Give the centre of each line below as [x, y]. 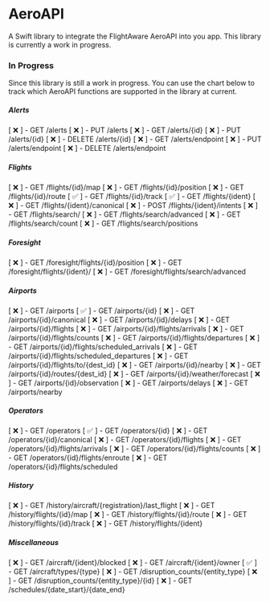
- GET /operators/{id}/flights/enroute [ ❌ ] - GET [88, 458]
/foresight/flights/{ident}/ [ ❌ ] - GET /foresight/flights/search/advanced [127, 272]
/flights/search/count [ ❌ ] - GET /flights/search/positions [103, 224]
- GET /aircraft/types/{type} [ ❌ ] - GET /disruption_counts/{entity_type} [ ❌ [133, 571]
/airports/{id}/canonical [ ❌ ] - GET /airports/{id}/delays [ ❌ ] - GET [119, 320]
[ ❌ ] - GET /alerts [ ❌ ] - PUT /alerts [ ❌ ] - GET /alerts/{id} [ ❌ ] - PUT [125, 130]
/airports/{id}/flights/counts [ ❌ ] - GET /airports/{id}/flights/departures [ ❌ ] [134, 338]
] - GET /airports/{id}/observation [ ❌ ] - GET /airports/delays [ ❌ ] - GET [129, 383]
